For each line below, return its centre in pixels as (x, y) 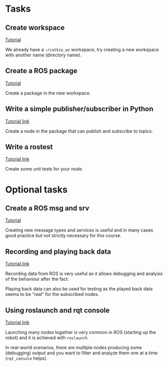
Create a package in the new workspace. (48, 93)
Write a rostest (29, 147)
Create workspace (35, 28)
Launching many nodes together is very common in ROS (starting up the (80, 332)
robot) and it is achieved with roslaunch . (47, 338)
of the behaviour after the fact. (37, 279)
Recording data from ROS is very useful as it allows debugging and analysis (84, 274)
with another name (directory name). (44, 55)
